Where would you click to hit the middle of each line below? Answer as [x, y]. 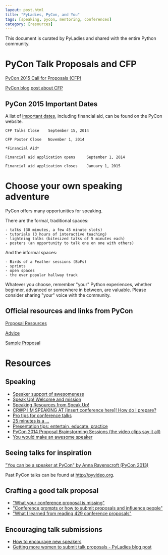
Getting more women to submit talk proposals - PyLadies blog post [82, 547]
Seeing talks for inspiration [48, 453]
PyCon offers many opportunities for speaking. [54, 211]
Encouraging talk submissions [54, 529]
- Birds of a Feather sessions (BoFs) [46, 262]
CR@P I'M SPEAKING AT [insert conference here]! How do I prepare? [84, 410]
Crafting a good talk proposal [52, 491]
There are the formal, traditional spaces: [47, 220]
